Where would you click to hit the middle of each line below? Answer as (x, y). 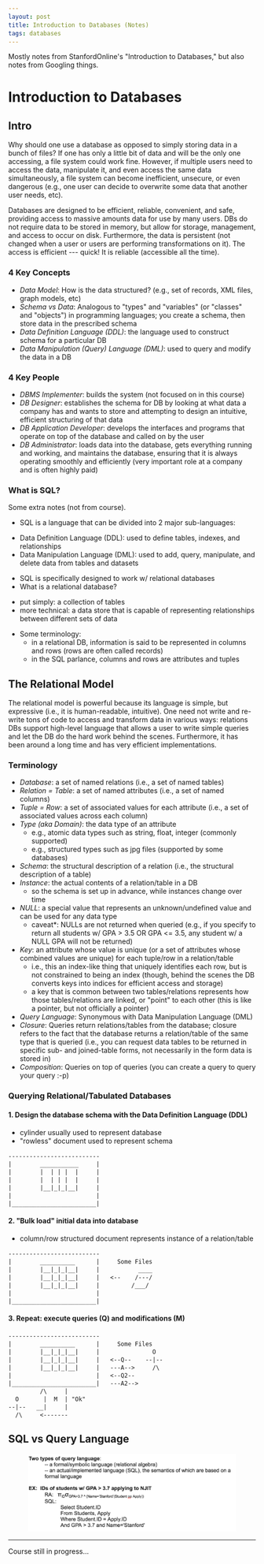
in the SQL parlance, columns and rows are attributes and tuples (135, 659)
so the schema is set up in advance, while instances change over (137, 892)
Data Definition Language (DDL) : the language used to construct (124, 332)
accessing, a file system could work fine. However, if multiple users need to (130, 162)
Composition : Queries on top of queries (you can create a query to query (137, 1067)
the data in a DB (46, 357)
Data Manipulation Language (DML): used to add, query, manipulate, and (137, 555)
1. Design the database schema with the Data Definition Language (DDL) (128, 1115)
